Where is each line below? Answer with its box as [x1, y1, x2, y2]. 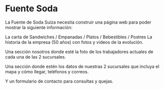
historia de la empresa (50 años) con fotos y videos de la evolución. [5, 39, 144, 45]
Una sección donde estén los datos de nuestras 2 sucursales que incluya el [5, 63, 160, 69]
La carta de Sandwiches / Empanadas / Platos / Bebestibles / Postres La [5, 34, 153, 40]
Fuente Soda [5, 3, 58, 14]
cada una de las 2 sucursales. [5, 54, 66, 59]
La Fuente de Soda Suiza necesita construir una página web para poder [5, 19, 152, 25]
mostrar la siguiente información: [5, 24, 73, 30]
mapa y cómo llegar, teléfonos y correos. [5, 68, 89, 74]
